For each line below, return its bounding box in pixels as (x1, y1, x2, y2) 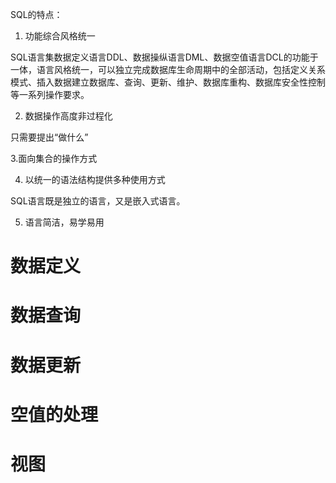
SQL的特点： (10, 9, 63, 20)
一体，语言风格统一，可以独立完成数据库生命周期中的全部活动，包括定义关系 (10, 64, 326, 75)
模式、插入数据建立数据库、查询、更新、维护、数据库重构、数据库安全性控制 (10, 76, 326, 88)
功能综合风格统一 (24, 30, 96, 42)
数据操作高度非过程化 (24, 110, 113, 122)
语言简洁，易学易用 (24, 216, 105, 228)
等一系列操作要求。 (10, 89, 90, 100)
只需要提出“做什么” (10, 131, 89, 143)
